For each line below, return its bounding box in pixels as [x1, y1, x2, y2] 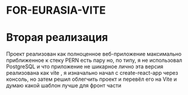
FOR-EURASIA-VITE [6, 4, 106, 17]
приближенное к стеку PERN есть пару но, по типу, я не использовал [6, 57, 183, 64]
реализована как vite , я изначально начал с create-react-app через [6, 69, 179, 77]
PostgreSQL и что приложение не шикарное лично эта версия [6, 63, 164, 70]
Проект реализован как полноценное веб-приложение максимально [6, 50, 182, 58]
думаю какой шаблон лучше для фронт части [6, 82, 122, 89]
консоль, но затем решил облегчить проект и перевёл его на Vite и [6, 75, 177, 83]
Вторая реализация [6, 31, 109, 45]
